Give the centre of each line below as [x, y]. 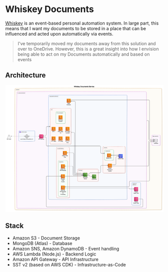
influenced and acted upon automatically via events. [59, 34]
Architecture [26, 76]
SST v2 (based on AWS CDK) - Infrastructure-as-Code [69, 264]
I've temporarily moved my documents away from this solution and [87, 43]
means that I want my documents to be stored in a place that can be [76, 28]
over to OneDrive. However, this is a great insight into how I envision [88, 49]
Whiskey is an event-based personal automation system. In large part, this [82, 23]
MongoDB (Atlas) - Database [43, 243]
